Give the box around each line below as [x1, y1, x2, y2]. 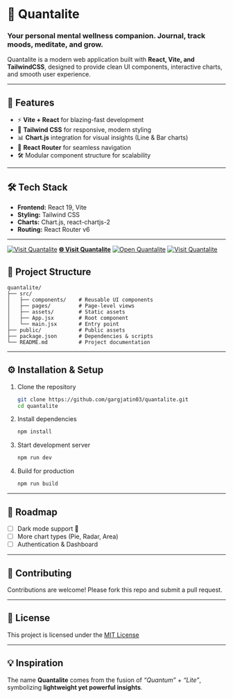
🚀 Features [7, 96, 55, 108]
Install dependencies [17, 415, 78, 423]
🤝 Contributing [7, 567, 72, 579]
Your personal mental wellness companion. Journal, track [7, 31, 206, 41]
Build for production [17, 467, 75, 475]
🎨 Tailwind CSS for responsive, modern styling [17, 126, 151, 134]
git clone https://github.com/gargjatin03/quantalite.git [17, 395, 189, 403]
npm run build [17, 480, 58, 488]
